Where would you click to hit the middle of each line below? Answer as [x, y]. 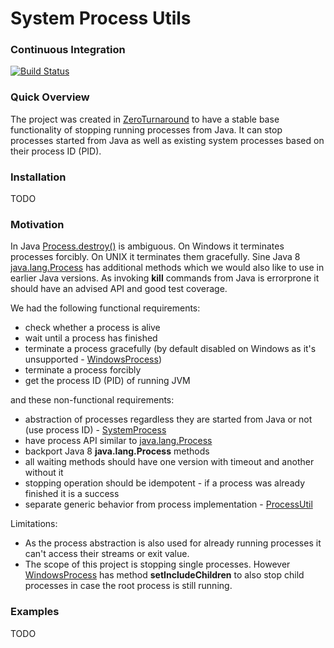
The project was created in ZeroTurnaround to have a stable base [145, 119]
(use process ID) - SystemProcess [95, 430]
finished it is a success [72, 494]
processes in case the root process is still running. [128, 586]
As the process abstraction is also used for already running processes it [173, 543]
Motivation [37, 224]
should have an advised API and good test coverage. [119, 289]
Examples [35, 612]
